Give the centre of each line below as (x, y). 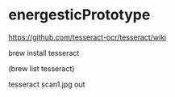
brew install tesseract (44, 53)
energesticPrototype (79, 15)
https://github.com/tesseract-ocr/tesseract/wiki (87, 37)
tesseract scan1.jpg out (47, 84)
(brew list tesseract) (42, 68)
